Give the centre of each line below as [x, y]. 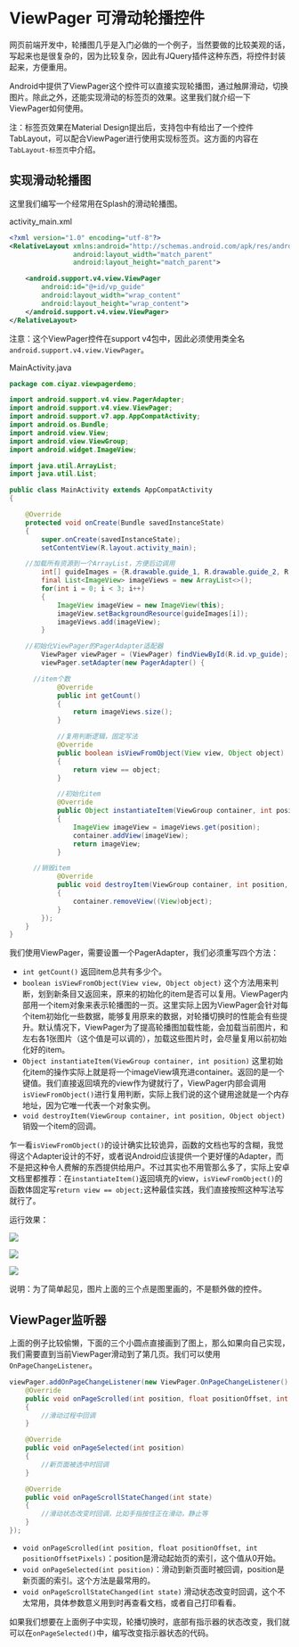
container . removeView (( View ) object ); [143, 901]
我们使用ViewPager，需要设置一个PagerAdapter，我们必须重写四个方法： [144, 953]
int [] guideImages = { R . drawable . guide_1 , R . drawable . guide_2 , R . [167, 572]
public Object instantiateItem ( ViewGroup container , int [165, 811]
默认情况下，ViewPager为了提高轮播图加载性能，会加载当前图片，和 [163, 1028]
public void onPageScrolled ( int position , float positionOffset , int [157, 1399]
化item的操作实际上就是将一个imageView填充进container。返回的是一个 [153, 1072]
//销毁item [52, 868]
